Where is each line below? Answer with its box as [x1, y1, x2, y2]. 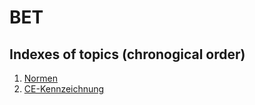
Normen [23, 72, 58, 84]
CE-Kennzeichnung [23, 83, 105, 95]
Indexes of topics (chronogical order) [9, 46, 246, 63]
